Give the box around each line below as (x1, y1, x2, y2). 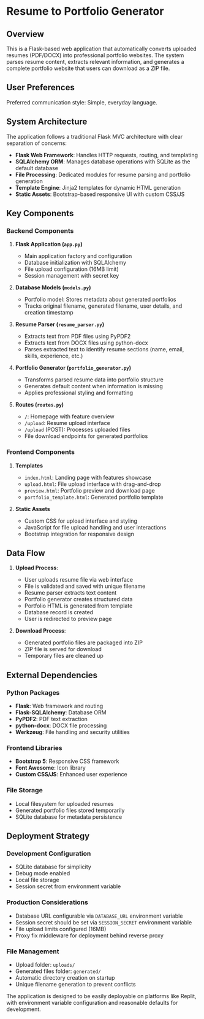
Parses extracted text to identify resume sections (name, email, (24, 346, 184, 353)
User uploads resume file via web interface (24, 576, 134, 584)
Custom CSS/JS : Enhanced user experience (15, 771, 127, 778)
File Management (6, 947, 59, 956)
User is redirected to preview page (24, 615, 112, 623)
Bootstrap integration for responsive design (24, 530, 135, 537)
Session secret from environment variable (15, 883, 121, 890)
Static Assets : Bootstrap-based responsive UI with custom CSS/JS (15, 190, 185, 198)
